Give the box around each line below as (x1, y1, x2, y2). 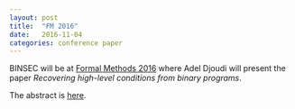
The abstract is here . (9, 90, 87, 101)
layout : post (9, 13, 59, 23)
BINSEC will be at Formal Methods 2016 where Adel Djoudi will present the (9, 63, 286, 74)
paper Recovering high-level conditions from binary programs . (9, 73, 242, 84)
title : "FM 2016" (9, 22, 78, 31)
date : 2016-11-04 (9, 30, 83, 39)
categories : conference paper (9, 38, 124, 48)
